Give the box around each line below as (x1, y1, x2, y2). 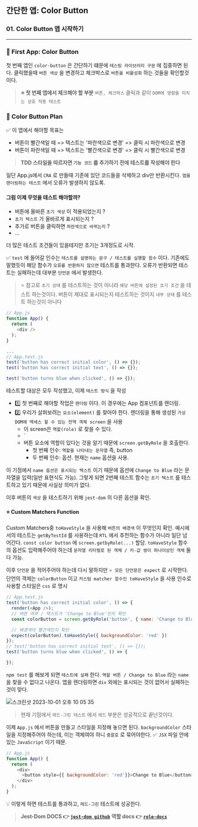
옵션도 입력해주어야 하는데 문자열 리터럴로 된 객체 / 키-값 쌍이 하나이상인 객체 (12, 546, 185, 554)
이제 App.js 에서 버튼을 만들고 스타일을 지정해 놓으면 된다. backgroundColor (6, 723, 181, 731)
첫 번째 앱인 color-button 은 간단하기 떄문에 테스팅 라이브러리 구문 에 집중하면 (6, 62, 182, 69)
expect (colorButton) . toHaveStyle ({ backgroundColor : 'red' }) (11, 632, 167, 638)
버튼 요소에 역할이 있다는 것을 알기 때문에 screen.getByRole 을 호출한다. (23, 439, 190, 446)
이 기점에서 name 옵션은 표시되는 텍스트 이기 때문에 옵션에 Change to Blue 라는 (6, 466, 184, 474)
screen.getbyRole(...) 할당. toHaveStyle (78, 539, 177, 546)
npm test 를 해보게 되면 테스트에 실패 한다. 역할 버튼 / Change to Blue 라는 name (6, 671, 189, 678)
